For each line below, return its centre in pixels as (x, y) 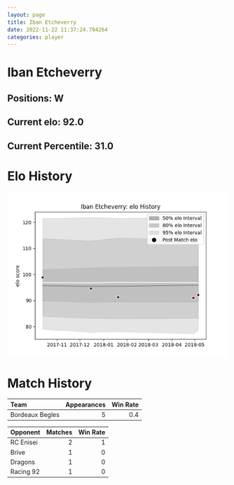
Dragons (22, 462)
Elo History (40, 176)
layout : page (26, 15)
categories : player (36, 37)
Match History (50, 383)
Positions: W (36, 98)
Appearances (86, 404)
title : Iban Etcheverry (42, 22)
